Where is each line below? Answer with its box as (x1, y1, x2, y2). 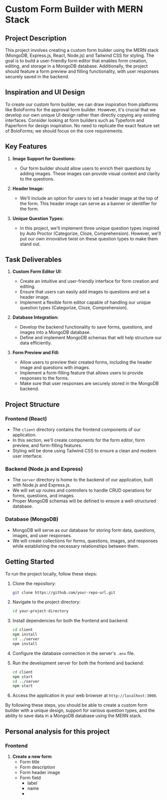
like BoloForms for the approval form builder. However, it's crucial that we (5, 106, 156, 113)
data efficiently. (19, 340, 52, 346)
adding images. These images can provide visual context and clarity (19, 171, 160, 177)
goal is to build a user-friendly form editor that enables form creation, (5, 58, 148, 63)
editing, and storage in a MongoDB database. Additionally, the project (5, 63, 148, 69)
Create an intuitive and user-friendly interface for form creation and (19, 278, 159, 284)
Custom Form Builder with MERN (5, 3, 143, 15)
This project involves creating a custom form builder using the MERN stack (5, 47, 159, 53)
